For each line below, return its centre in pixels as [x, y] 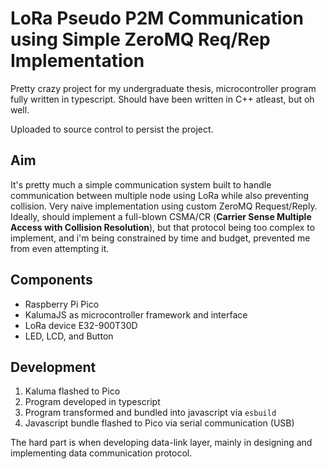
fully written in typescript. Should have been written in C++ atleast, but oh [162, 99]
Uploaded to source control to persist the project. [112, 129]
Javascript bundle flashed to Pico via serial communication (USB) [159, 423]
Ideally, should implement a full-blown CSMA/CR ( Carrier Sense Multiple [161, 216]
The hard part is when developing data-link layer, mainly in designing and [161, 443]
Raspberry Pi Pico [62, 304]
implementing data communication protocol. [101, 453]
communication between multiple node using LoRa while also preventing [160, 195]
